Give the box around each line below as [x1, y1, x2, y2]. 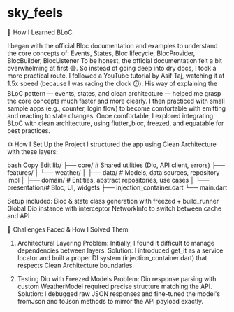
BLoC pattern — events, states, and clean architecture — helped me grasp [7, 89, 221, 97]
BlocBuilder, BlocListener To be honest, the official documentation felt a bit [7, 56, 222, 64]
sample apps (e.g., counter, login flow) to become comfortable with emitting [7, 104, 226, 113]
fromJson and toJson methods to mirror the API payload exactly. [17, 297, 204, 305]
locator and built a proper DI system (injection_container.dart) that [17, 253, 207, 262]
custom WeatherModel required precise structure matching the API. [17, 282, 213, 290]
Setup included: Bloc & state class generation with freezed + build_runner [7, 197, 219, 205]
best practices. [7, 126, 50, 134]
